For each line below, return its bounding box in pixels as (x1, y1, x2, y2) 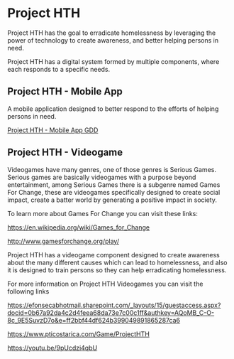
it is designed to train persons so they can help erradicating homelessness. (7, 265, 227, 274)
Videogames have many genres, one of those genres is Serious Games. (7, 165, 216, 173)
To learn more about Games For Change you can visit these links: (7, 209, 199, 218)
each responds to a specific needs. (7, 65, 111, 73)
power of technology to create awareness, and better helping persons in (7, 36, 219, 44)
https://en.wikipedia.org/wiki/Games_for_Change (7, 223, 150, 232)
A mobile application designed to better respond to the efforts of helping (7, 105, 219, 113)
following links (7, 286, 50, 296)
